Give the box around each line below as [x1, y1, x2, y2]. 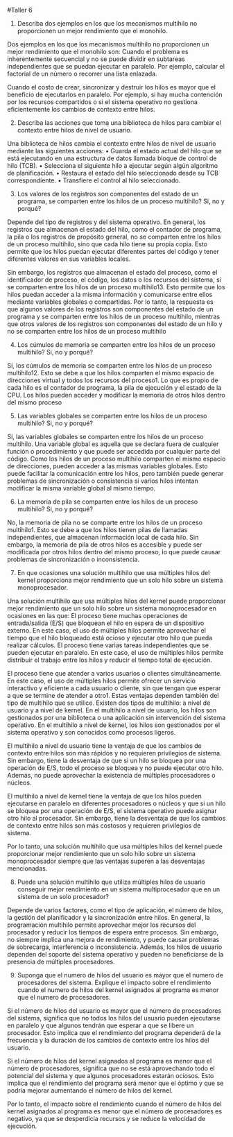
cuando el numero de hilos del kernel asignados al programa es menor [17, 986, 219, 994]
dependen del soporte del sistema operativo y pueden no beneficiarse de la [7, 950, 224, 958]
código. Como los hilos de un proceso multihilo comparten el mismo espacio [7, 454, 226, 463]
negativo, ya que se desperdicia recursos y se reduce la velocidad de [7, 1115, 206, 1122]
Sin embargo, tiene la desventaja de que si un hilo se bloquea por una [7, 756, 207, 764]
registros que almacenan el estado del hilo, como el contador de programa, [7, 225, 223, 233]
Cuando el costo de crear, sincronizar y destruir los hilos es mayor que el [7, 83, 216, 91]
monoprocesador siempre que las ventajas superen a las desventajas [7, 857, 205, 865]
